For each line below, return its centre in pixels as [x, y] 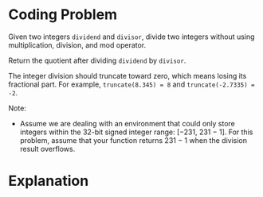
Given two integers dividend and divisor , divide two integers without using [131, 37]
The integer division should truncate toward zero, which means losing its [128, 75]
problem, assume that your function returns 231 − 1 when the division [133, 140]
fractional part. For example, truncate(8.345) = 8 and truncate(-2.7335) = [131, 84]
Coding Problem [63, 15]
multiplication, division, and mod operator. [77, 44]
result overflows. [47, 149]
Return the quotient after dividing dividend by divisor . [97, 60]
